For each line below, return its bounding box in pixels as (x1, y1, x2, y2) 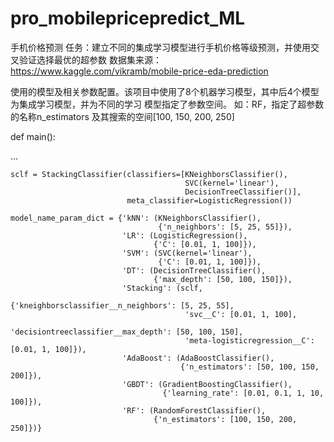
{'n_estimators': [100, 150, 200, (153, 414, 298, 424)
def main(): (10, 130, 56, 142)
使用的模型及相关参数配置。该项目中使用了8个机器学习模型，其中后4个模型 (10, 85, 320, 97)
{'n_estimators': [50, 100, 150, (180, 362, 320, 372)
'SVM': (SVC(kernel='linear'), (121, 248, 253, 258)
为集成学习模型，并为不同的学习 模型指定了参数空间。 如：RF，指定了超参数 (10, 98, 325, 110)
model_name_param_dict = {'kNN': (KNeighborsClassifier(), (10, 213, 262, 223)
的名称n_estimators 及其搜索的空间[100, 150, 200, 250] (10, 110, 235, 122)
